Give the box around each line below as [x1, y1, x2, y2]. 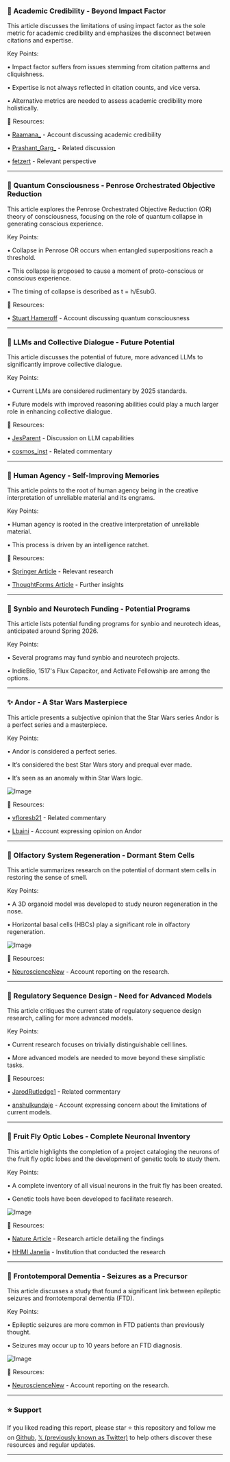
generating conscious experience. [7, 219, 104, 228]
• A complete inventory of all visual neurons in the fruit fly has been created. [7, 1181, 222, 1189]
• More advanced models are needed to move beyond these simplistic [7, 1054, 205, 1062]
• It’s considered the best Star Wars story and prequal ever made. [7, 760, 192, 769]
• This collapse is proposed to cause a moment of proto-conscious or [7, 267, 204, 275]
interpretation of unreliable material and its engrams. [7, 494, 155, 502]
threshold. [7, 253, 36, 261]
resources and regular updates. [7, 1441, 96, 1449]
